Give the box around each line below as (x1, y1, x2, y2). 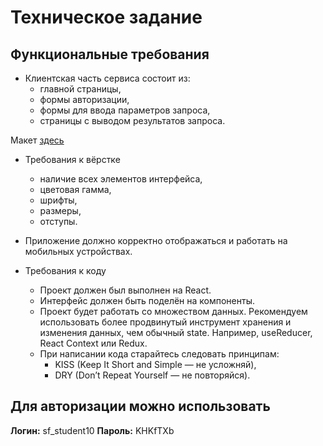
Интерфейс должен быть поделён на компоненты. (39, 295, 256, 306)
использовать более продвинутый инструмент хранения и (39, 316, 292, 328)
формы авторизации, (39, 94, 130, 105)
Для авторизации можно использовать (10, 398, 271, 415)
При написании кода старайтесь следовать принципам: (39, 348, 280, 360)
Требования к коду (24, 265, 107, 276)
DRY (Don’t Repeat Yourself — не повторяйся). (54, 369, 251, 381)
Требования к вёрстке (24, 154, 121, 165)
